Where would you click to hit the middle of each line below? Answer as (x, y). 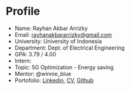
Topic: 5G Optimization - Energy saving (64, 67)
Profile (23, 11)
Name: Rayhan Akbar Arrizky (51, 28)
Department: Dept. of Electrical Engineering (69, 48)
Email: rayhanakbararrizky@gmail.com (63, 34)
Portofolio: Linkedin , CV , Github (54, 80)
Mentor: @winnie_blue (43, 73)
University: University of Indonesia (58, 41)
